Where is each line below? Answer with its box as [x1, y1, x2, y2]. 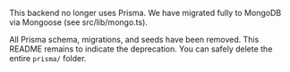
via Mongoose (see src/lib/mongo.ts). [9, 17, 148, 28]
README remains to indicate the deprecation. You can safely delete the [9, 44, 273, 54]
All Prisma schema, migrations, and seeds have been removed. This [9, 35, 260, 44]
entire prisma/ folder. [9, 53, 87, 63]
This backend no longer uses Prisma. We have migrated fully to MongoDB [9, 8, 282, 18]
